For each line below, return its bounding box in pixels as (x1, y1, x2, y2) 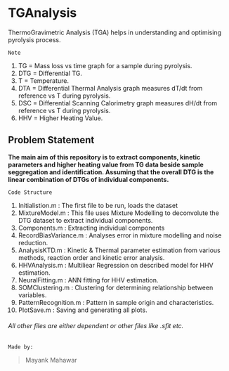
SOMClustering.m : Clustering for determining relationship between (18, 283, 214, 292)
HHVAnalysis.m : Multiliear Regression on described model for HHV (18, 261, 214, 269)
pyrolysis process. (8, 35, 62, 44)
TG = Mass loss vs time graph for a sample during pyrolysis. (18, 61, 192, 70)
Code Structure (8, 188, 53, 196)
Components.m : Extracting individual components (18, 223, 165, 232)
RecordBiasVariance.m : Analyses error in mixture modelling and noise (18, 230, 222, 240)
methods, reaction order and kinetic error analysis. (18, 253, 165, 261)
